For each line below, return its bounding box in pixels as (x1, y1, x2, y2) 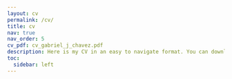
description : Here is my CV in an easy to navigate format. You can (7, 49, 209, 56)
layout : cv (7, 10, 39, 17)
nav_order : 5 (7, 36, 45, 43)
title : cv (7, 23, 36, 30)
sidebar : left (13, 61, 54, 68)
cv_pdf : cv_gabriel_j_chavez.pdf (7, 42, 104, 49)
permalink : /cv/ (7, 16, 54, 23)
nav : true (7, 29, 36, 36)
